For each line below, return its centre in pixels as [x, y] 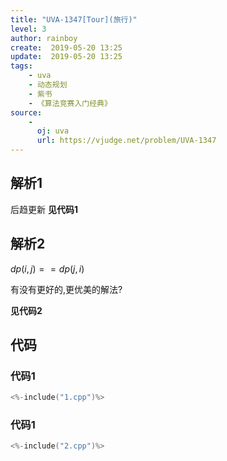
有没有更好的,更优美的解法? [66, 289]
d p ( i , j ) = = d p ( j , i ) [47, 268]
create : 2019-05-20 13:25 [66, 47]
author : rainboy [44, 38]
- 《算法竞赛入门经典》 [70, 103]
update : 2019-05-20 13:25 [66, 57]
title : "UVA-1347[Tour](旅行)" [74, 19]
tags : [21, 66]
